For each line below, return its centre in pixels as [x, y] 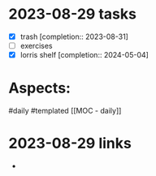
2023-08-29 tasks [72, 14]
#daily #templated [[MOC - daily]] [65, 111]
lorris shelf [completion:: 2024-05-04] [84, 55]
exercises [36, 46]
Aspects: [40, 88]
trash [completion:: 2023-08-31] [74, 36]
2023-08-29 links [70, 144]
